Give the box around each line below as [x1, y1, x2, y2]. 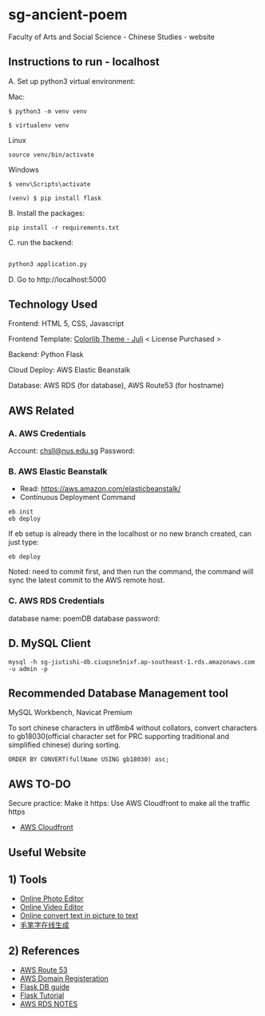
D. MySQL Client [8, 637, 92, 650]
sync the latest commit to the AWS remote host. [8, 575, 165, 585]
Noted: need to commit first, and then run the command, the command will [8, 567, 254, 577]
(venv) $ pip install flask [8, 194, 102, 202]
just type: [8, 538, 40, 547]
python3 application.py [8, 260, 88, 268]
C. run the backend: [8, 237, 73, 247]
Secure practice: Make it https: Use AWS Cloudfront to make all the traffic [8, 799, 251, 808]
